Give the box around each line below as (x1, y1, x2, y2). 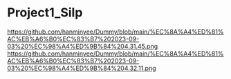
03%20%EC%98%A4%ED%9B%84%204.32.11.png (7, 64, 157, 72)
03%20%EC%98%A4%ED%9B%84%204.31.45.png (7, 42, 158, 50)
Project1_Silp (7, 5, 83, 21)
